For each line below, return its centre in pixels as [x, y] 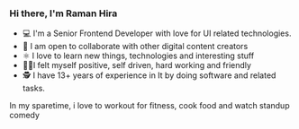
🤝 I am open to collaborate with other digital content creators [135, 47]
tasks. [33, 89]
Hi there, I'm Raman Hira [63, 13]
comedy [25, 116]
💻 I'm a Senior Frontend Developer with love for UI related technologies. [157, 33]
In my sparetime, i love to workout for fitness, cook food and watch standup [149, 106]
